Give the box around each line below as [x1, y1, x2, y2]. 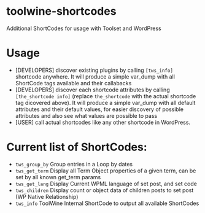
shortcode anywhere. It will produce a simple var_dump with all [15, 72, 175, 80]
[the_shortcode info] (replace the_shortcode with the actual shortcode [15, 92, 196, 99]
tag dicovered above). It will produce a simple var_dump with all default [15, 99, 196, 106]
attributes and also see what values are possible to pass [15, 112, 158, 119]
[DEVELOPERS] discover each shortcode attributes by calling [15, 86, 170, 93]
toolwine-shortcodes [6, 4, 117, 18]
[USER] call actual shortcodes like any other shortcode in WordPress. [15, 118, 191, 126]
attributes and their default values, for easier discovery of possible [15, 106, 184, 113]
